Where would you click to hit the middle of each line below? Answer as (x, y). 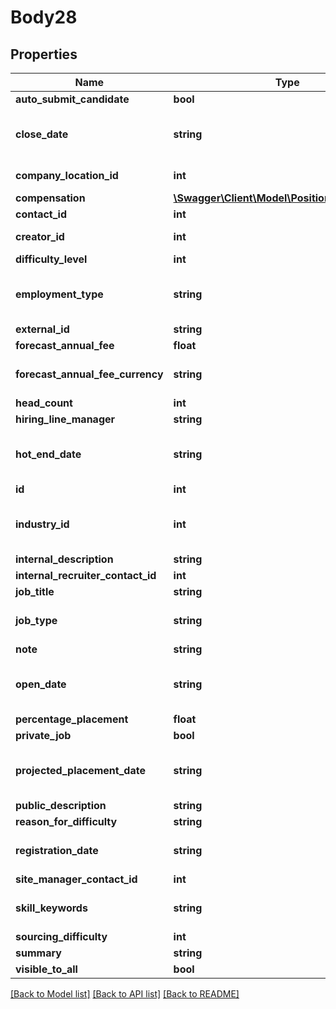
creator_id (40, 236)
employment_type (59, 294)
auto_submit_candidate (72, 99)
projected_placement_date (80, 770)
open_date (41, 684)
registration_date (57, 850)
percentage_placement (72, 719)
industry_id (42, 524)
